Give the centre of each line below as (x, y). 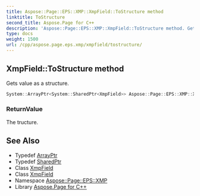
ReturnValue (24, 109)
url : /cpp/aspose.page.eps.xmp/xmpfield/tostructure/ (74, 45)
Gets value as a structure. (38, 83)
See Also (23, 141)
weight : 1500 (22, 39)
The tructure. (22, 122)
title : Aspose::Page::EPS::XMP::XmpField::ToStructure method (85, 12)
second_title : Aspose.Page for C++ (50, 23)
